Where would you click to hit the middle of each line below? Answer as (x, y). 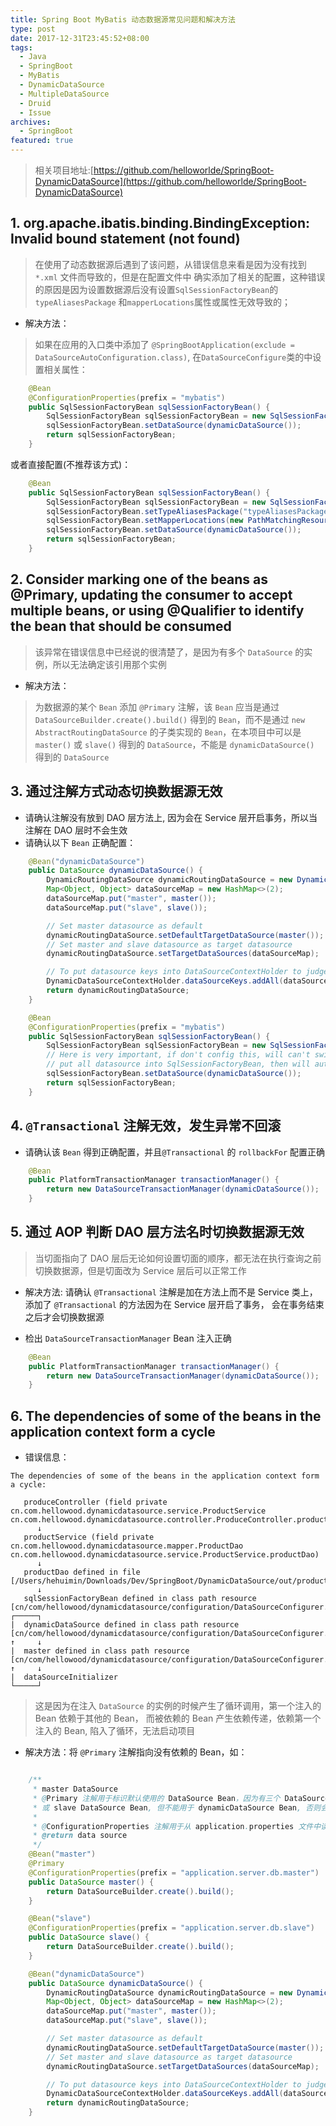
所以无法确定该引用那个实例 (109, 664)
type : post (33, 29)
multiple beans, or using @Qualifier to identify (157, 611)
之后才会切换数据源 (64, 1317)
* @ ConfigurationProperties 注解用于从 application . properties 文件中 (177, 1826)
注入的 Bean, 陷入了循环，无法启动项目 (115, 1731)
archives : (31, 122)
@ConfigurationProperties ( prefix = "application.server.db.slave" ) (171, 1928)
